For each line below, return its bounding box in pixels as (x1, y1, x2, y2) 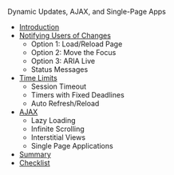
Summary (18, 149, 51, 159)
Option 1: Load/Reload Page (30, 39, 123, 49)
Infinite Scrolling (30, 124, 85, 133)
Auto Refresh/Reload (30, 99, 100, 108)
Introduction (18, 22, 60, 31)
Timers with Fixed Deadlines (30, 90, 125, 99)
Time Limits (18, 74, 57, 82)
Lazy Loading (30, 116, 77, 125)
